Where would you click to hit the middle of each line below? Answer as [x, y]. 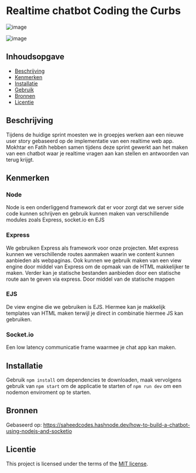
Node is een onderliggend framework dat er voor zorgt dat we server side [95, 207]
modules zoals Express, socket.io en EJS [56, 220]
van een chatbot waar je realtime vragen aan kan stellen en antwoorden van [97, 153]
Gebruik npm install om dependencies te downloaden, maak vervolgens [94, 380]
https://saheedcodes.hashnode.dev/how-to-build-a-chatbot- [116, 425]
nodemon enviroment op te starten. [49, 392]
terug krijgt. [20, 159]
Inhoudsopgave [35, 57]
